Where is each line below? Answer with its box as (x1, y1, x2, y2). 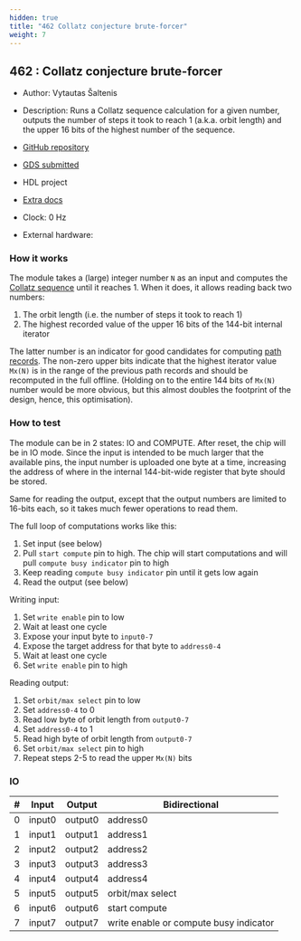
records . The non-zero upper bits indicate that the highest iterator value (9, 356, 277, 366)
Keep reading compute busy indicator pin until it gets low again (22, 566, 259, 577)
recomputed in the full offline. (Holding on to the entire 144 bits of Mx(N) (9, 375, 276, 385)
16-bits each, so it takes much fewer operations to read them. (9, 503, 238, 514)
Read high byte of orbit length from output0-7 (22, 733, 193, 744)
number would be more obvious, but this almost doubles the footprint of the (9, 385, 292, 395)
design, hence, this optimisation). (9, 394, 134, 405)
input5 (28, 888, 57, 900)
